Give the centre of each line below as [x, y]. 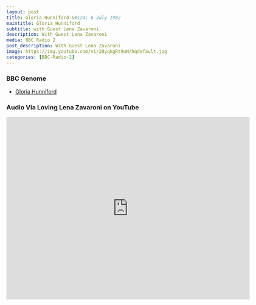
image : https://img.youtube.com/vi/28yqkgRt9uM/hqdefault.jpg [87, 52]
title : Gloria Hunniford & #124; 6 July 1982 [64, 18]
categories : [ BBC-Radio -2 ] [40, 57]
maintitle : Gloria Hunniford [43, 23]
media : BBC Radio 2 [31, 40]
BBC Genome [26, 78]
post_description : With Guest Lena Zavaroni [64, 46]
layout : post [23, 12]
